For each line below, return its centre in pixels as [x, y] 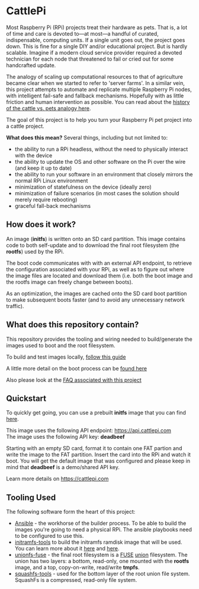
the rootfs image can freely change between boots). [70, 282]
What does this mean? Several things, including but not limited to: [87, 137]
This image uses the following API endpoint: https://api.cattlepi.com [89, 430]
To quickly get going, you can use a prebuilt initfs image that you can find [96, 413]
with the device [33, 155]
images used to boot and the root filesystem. [61, 345]
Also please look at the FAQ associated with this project [74, 380]
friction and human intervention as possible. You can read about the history [98, 102]
